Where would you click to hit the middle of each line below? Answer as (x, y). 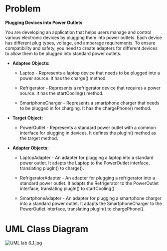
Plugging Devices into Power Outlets (44, 22)
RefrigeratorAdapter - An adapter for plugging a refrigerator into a (87, 177)
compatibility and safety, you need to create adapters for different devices (82, 48)
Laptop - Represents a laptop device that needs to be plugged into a (90, 72)
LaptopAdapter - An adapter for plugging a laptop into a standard (86, 157)
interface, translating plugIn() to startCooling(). (68, 188)
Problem (23, 9)
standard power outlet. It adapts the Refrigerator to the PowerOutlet (89, 183)
